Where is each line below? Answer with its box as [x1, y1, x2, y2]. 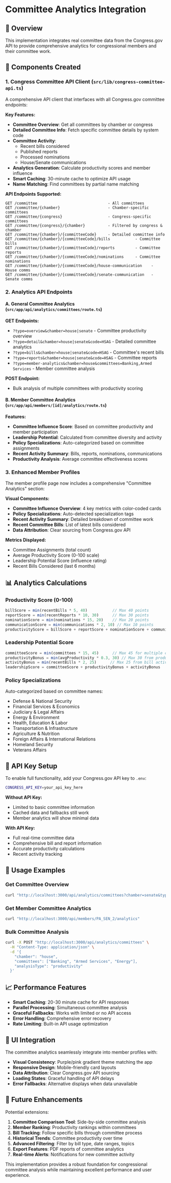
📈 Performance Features [5, 983, 87, 992]
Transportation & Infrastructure [12, 725, 78, 731]
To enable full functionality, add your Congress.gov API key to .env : [5, 775, 147, 781]
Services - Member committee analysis [12, 365, 95, 372]
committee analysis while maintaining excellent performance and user [5, 1166, 152, 1173]
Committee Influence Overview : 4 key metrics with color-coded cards [12, 506, 161, 512]
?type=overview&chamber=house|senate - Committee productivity [12, 327, 147, 333]
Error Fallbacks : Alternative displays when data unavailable [12, 1081, 137, 1087]
